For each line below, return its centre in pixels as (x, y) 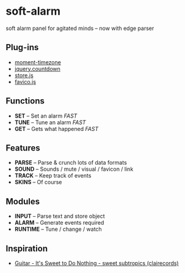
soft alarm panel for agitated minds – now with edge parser (80, 28)
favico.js (25, 81)
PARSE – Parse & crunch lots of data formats (71, 163)
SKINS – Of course (38, 182)
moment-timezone (38, 62)
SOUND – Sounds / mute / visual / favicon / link (74, 169)
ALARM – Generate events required (59, 223)
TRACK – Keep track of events (53, 176)
